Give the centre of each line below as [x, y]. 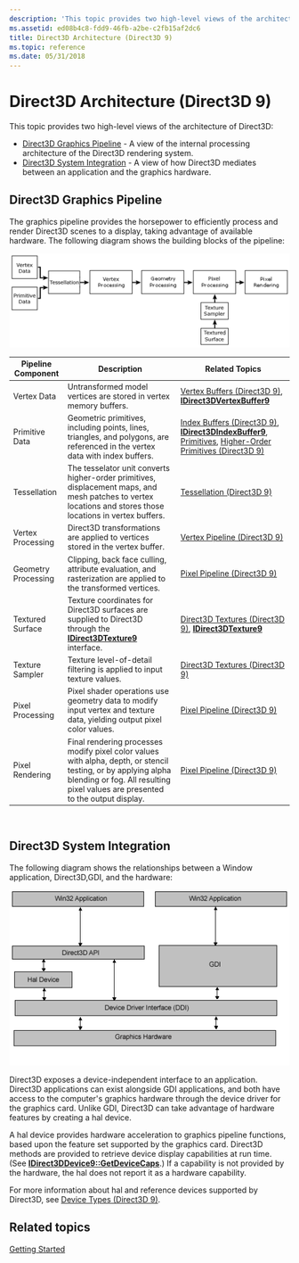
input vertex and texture [111, 710]
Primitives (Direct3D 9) [222, 451]
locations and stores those [116, 506]
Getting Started [37, 1249]
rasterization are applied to [117, 578]
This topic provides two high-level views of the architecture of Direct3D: [141, 127]
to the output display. [106, 798]
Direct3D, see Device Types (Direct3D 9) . [85, 1199]
